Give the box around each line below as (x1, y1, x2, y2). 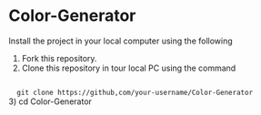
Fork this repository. (21, 53, 97, 63)
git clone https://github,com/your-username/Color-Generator (16, 88, 254, 97)
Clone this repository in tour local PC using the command (21, 62, 236, 73)
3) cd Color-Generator (8, 96, 93, 107)
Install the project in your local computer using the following (8, 35, 233, 46)
